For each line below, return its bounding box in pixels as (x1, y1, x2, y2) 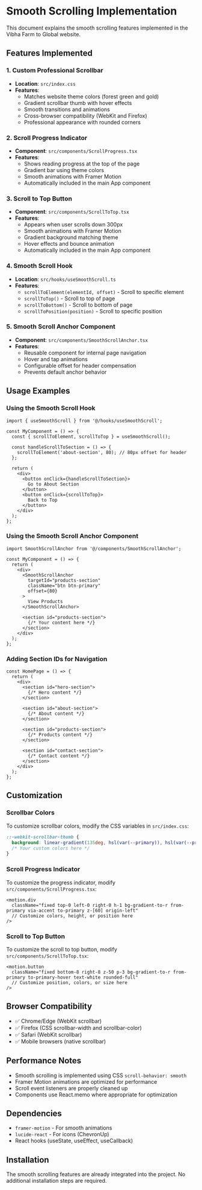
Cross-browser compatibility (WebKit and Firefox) (23, 112, 147, 119)
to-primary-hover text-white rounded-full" (28, 974, 138, 980)
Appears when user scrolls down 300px (23, 221, 123, 228)
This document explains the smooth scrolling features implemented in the (6, 24, 188, 31)
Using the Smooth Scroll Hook (6, 404, 96, 412)
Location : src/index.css (14, 80, 76, 87)
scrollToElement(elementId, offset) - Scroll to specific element (23, 288, 185, 295)
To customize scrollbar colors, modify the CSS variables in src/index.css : (6, 822, 189, 830)
